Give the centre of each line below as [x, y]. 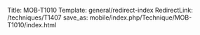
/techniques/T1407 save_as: [48, 17]
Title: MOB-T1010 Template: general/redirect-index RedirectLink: [100, 10]
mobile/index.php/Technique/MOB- [141, 17]
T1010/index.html [32, 25]
